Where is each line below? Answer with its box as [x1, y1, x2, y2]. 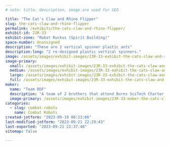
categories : [5, 101, 30, 106]
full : [10, 78, 22, 83]
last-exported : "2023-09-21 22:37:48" [5, 124, 87, 129]
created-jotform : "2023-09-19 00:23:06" [5, 115, 92, 120]
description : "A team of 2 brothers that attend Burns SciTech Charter [10, 91, 164, 96]
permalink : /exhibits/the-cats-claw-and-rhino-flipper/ [5, 26, 125, 31]
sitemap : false [5, 129, 37, 134]
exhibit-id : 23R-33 [5, 31, 47, 36]
